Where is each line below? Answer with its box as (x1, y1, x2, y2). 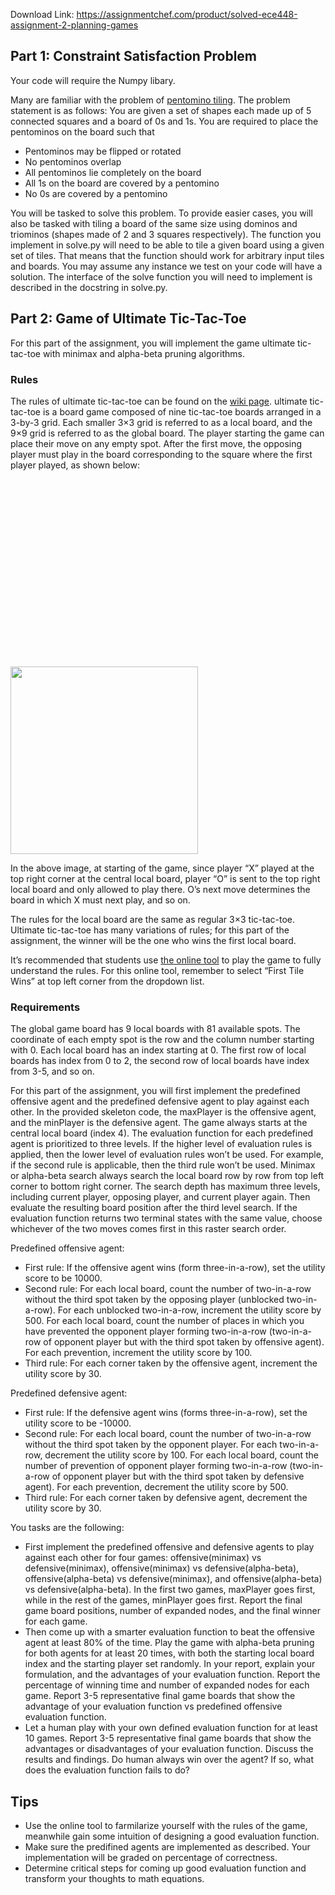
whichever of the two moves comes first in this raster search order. (10, 1223, 287, 1235)
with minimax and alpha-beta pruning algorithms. (42, 347, 245, 359)
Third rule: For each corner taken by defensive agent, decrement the (24, 1492, 308, 1504)
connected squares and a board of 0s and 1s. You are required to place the (10, 115, 319, 127)
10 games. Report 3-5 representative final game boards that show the (24, 1732, 312, 1744)
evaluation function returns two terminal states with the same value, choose (10, 1212, 323, 1224)
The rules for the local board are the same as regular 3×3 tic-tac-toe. (10, 913, 295, 925)
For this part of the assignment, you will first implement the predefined (10, 1085, 301, 1097)
